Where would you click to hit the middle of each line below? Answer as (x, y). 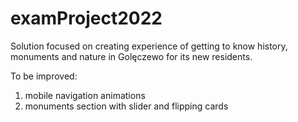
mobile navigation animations (85, 95)
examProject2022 (86, 18)
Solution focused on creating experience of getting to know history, (149, 46)
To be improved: (44, 76)
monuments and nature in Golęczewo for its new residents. (131, 56)
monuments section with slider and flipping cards (126, 106)
